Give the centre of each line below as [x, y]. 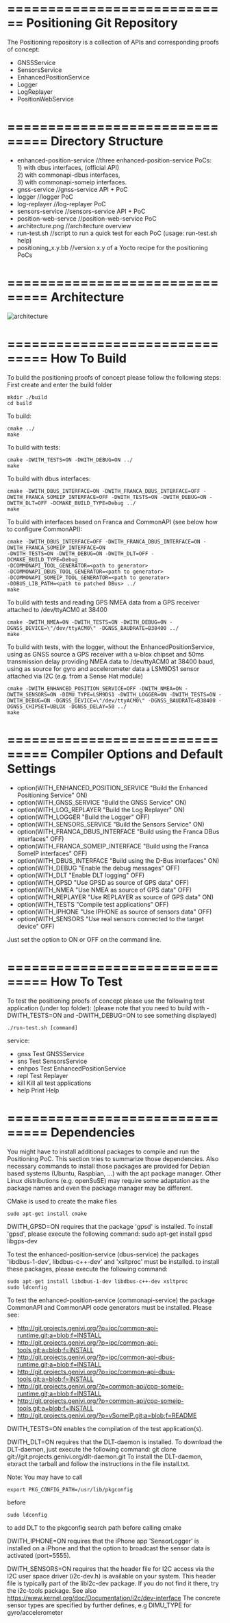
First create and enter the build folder [60, 385]
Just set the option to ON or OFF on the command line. [84, 939]
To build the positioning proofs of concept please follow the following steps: [114, 377]
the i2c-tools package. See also [52, 1590]
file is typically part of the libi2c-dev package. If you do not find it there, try [113, 1583]
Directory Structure [107, 142]
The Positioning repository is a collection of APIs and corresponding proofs [113, 42]
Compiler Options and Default [137, 754]
